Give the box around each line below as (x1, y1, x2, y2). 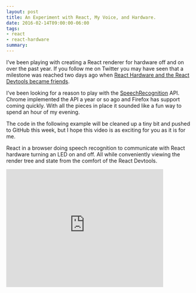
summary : (6, 43, 28, 49)
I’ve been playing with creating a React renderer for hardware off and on (6, 58, 184, 66)
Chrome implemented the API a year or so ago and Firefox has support (6, 95, 180, 102)
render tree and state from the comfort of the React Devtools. (6, 157, 158, 164)
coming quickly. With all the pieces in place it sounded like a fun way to (6, 102, 182, 109)
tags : (6, 25, 20, 32)
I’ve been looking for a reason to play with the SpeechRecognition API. (6, 89, 180, 96)
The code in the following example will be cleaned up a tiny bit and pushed (6, 120, 190, 127)
